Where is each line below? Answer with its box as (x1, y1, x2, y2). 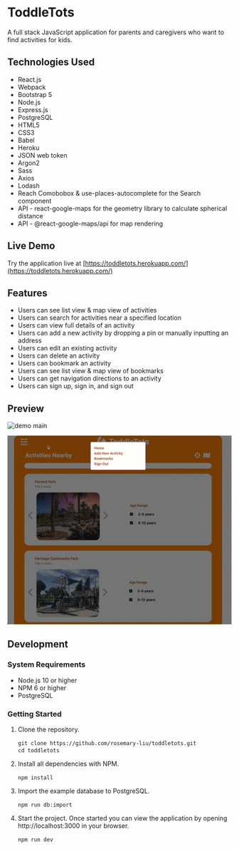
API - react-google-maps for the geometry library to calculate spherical (17, 204, 228, 213)
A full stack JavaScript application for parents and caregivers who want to (7, 28, 225, 36)
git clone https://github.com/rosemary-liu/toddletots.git (17, 739, 197, 747)
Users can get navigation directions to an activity (17, 374, 161, 383)
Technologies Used (7, 56, 95, 69)
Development (7, 638, 69, 650)
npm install (17, 774, 53, 781)
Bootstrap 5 (17, 90, 53, 98)
